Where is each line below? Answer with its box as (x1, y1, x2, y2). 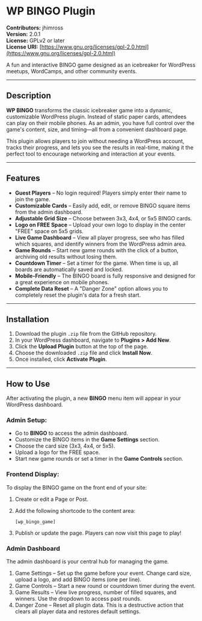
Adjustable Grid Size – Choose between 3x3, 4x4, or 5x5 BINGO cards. (14, 214, 192, 222)
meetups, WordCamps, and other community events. (6, 67, 137, 74)
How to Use (6, 378, 50, 389)
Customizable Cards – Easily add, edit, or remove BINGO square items (14, 202, 191, 209)
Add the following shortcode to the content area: (14, 507, 136, 514)
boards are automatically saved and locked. (14, 265, 123, 273)
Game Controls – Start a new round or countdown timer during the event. (14, 583, 196, 590)
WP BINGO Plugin (6, 4, 96, 18)
